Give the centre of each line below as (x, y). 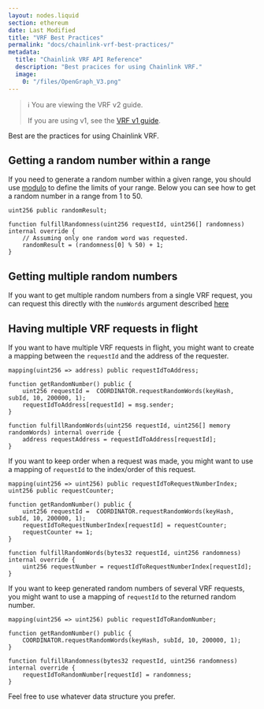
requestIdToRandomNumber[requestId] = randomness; (107, 675)
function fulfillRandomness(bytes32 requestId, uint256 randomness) (123, 661)
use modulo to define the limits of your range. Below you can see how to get (132, 188)
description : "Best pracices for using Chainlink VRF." (109, 67)
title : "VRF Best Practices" (56, 38)
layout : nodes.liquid (44, 15)
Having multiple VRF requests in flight (103, 328)
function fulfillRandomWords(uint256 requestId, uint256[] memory (119, 426)
